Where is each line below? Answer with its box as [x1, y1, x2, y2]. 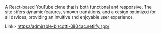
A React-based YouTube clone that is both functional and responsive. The [5, 4, 152, 10]
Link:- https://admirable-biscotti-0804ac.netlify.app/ [5, 23, 110, 29]
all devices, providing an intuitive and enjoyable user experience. [5, 14, 134, 20]
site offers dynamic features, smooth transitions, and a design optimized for [5, 9, 156, 15]
